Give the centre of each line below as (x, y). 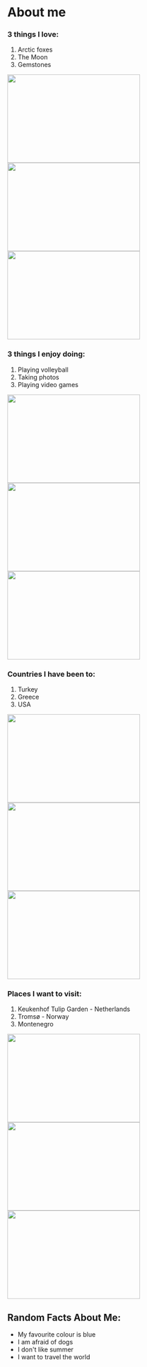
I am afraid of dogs (45, 1342)
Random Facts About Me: (64, 1317)
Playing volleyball (43, 369)
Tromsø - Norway (43, 1017)
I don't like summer (46, 1349)
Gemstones (34, 65)
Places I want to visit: (45, 994)
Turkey (28, 690)
